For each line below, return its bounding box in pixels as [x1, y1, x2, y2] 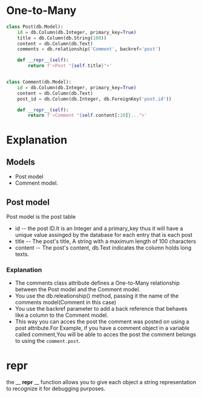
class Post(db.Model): [6, 24, 64, 30]
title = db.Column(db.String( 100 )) [17, 35, 107, 41]
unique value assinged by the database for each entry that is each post [15, 231, 193, 239]
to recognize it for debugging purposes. [6, 385, 106, 393]
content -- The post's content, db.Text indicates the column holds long [15, 244, 192, 251]
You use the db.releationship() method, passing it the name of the [15, 292, 179, 300]
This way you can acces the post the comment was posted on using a [15, 318, 189, 325]
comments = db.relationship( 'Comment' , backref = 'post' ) [17, 46, 161, 52]
